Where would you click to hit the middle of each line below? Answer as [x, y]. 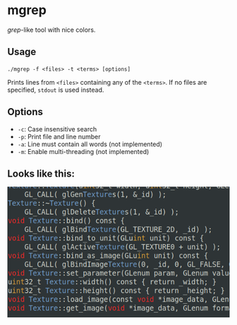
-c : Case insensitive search [57, 129]
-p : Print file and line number [59, 136]
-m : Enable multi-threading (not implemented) [83, 151]
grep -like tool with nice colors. [51, 30]
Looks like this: [41, 173]
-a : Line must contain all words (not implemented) [90, 144]
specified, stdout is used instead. [56, 90]
